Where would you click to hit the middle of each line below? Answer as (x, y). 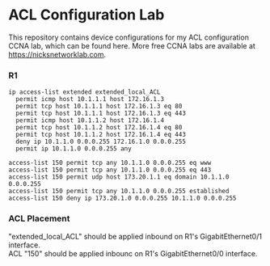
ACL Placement (39, 218)
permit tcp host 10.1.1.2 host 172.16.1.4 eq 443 (101, 135)
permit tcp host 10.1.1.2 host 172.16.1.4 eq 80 (99, 128)
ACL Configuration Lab (86, 15)
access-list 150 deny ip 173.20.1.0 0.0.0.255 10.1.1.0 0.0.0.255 (122, 198)
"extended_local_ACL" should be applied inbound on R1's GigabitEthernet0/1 (135, 236)
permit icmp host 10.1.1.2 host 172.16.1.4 (90, 120)
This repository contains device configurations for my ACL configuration (129, 37)
